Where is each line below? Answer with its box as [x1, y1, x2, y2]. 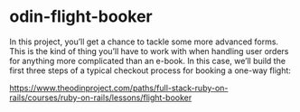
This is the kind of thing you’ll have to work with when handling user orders [9, 45, 289, 56]
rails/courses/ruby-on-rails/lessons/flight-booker [9, 92, 192, 103]
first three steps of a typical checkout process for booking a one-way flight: [9, 65, 292, 76]
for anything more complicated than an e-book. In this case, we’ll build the [9, 55, 286, 66]
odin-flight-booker [9, 6, 153, 27]
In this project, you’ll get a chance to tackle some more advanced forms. [9, 36, 278, 47]
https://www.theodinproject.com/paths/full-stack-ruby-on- [9, 82, 229, 93]
